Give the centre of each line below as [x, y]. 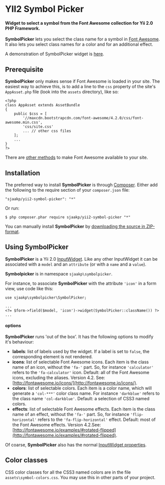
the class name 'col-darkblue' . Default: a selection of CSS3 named [81, 399]
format [12, 232]
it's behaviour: [20, 342]
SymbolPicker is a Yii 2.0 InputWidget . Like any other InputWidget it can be [82, 259]
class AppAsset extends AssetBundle [42, 105]
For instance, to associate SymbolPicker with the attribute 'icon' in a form [81, 283]
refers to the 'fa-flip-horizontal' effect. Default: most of [97, 419]
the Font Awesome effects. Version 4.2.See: [56, 425]
